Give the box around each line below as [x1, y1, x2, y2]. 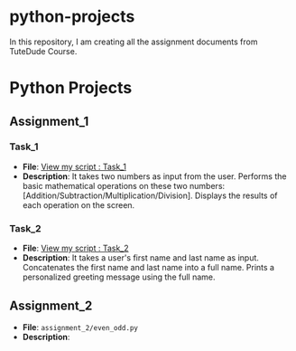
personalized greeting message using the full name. [22, 271, 216, 282]
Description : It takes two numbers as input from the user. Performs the [22, 170, 287, 182]
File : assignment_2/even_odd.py [22, 321, 138, 332]
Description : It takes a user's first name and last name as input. [22, 252, 260, 263]
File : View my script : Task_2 [22, 242, 129, 254]
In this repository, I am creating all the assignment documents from [9, 36, 258, 47]
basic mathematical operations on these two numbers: [22, 180, 226, 191]
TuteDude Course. [9, 45, 78, 56]
